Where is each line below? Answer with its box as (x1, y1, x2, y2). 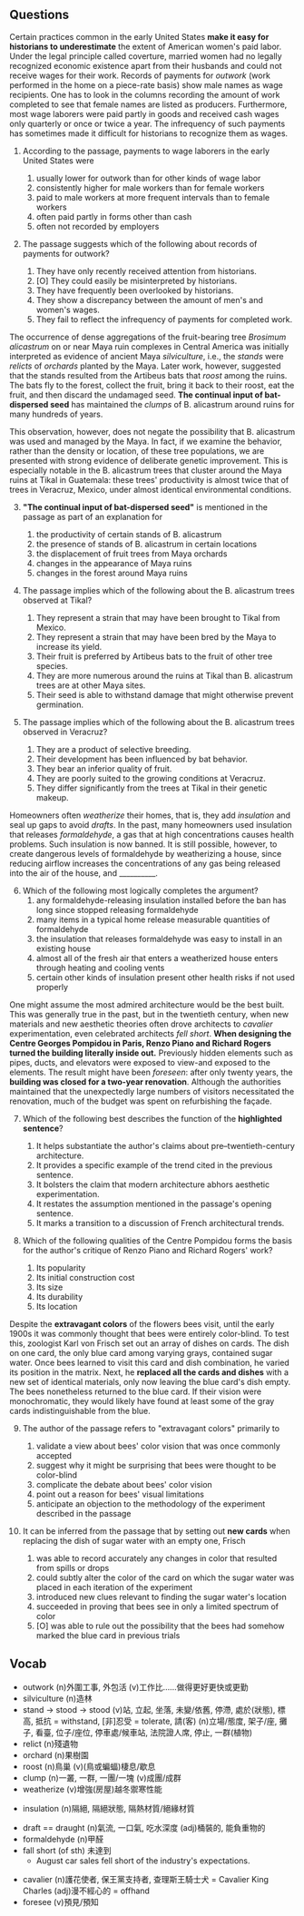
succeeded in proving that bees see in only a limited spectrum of (35, 1601, 279, 1612)
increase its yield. (35, 641, 103, 652)
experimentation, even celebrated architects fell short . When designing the (9, 1027, 292, 1038)
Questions (9, 7, 70, 23)
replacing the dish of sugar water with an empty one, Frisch (22, 1535, 246, 1546)
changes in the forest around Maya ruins (35, 567, 188, 578)
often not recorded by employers (35, 221, 160, 231)
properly (35, 981, 69, 992)
